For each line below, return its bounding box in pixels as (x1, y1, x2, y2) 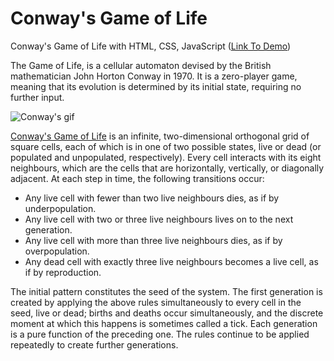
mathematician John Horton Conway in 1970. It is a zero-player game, (10, 70, 298, 82)
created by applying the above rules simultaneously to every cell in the (10, 296, 302, 308)
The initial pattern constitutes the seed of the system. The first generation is (10, 285, 323, 297)
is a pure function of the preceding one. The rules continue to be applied (10, 328, 310, 340)
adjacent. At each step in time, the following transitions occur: (10, 172, 265, 184)
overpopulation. (24, 245, 90, 257)
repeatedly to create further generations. (10, 338, 179, 351)
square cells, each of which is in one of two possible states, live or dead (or (10, 140, 322, 152)
